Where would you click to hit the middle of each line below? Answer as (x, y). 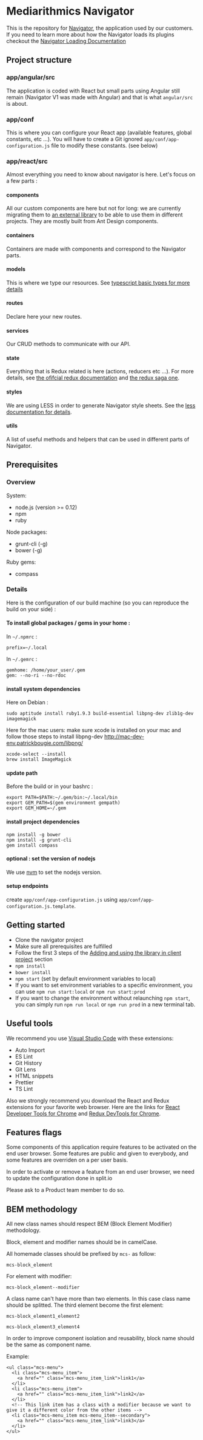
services (18, 330)
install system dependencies (43, 689)
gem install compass (32, 845)
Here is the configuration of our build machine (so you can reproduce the (98, 603)
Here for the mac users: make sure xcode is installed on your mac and (94, 730)
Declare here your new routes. (44, 317)
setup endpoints (27, 886)
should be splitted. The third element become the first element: (85, 1305)
